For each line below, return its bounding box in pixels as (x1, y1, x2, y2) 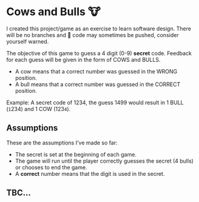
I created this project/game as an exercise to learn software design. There (6, 25, 191, 32)
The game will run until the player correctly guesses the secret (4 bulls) (15, 157, 194, 164)
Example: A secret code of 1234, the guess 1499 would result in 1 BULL (6, 99, 184, 106)
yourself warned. (6, 38, 49, 45)
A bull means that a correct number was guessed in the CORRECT (15, 81, 181, 88)
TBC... (6, 187, 32, 198)
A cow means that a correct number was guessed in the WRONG (15, 67, 178, 75)
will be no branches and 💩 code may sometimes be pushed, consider (6, 31, 179, 38)
